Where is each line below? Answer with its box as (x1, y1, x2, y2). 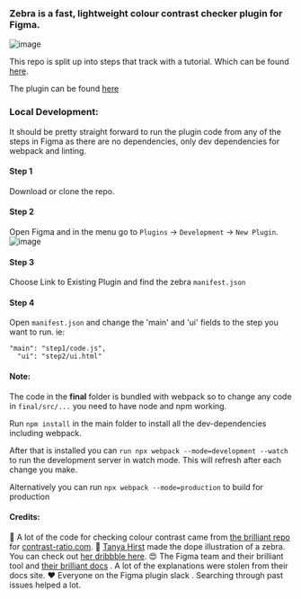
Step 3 (9, 256, 34, 267)
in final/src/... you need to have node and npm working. (9, 400, 227, 411)
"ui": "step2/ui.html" (17, 352, 102, 362)
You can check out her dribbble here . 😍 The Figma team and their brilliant (9, 550, 284, 561)
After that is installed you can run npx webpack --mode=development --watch (9, 444, 289, 456)
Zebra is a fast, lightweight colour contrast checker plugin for (9, 7, 283, 20)
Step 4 (9, 297, 35, 308)
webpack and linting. (9, 145, 87, 156)
